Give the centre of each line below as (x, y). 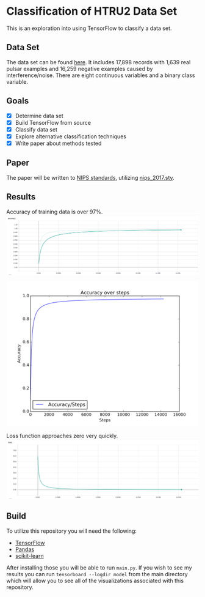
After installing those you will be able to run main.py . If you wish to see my (99, 568)
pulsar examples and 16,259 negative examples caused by (80, 69)
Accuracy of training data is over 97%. (55, 212)
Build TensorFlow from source (53, 122)
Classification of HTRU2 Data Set (92, 11)
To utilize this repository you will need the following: (72, 531)
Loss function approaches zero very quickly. (62, 436)
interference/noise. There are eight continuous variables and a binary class (101, 75)
